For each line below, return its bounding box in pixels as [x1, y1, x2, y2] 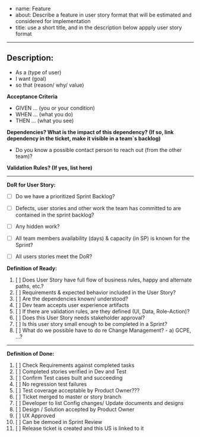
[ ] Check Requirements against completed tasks [15, 362, 135, 369]
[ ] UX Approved [15, 412, 56, 419]
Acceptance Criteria [7, 93, 58, 100]
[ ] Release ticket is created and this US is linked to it [15, 425, 144, 432]
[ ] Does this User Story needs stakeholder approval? [15, 314, 145, 321]
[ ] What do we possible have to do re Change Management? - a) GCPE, [15, 327, 192, 334]
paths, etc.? [15, 283, 44, 290]
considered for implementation [15, 18, 91, 24]
